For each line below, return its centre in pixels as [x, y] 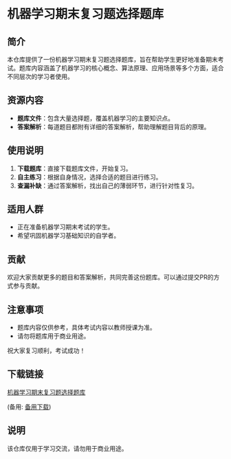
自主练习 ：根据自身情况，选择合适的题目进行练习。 [89, 177]
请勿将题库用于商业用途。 [53, 336]
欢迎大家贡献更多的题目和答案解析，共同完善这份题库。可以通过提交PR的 [110, 277]
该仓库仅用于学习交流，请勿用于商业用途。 [67, 448]
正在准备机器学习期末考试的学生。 [65, 227]
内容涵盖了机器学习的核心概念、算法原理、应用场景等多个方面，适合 [127, 68]
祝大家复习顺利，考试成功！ [46, 350]
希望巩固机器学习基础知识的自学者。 [68, 236]
